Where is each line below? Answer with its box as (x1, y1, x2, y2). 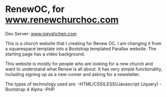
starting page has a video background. (5, 51, 85, 57)
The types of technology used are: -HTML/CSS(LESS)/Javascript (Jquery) (5, 81, 159, 87)
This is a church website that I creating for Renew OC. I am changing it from (5, 40, 162, 46)
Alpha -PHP (30, 86, 55, 92)
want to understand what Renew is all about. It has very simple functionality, (5, 66, 162, 72)
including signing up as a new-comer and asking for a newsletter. (5, 71, 140, 77)
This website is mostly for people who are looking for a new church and (5, 60, 153, 66)
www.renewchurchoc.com (5, 14, 119, 25)
